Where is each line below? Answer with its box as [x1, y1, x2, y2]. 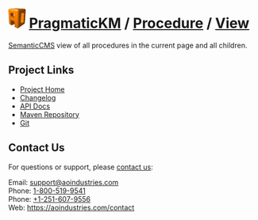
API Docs [19, 101, 50, 111]
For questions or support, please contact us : [8, 162, 153, 172]
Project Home [19, 84, 65, 94]
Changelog [19, 93, 56, 102]
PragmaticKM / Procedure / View [29, 14, 250, 32]
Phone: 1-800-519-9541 [8, 186, 86, 195]
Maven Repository [19, 109, 79, 119]
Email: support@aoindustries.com [8, 177, 119, 187]
